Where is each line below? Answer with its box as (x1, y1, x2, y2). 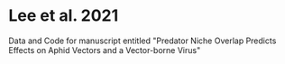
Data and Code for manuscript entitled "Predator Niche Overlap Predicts (8, 35, 277, 46)
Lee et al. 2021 (8, 5, 119, 26)
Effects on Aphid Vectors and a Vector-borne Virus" (8, 44, 201, 55)
